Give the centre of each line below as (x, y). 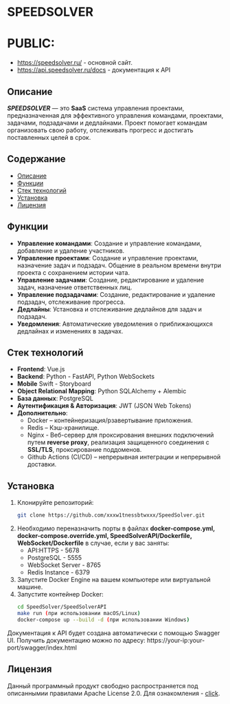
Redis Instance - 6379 (59, 572)
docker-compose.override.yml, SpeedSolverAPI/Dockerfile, (104, 536)
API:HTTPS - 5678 (54, 550)
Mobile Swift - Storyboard (54, 384)
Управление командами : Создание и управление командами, (109, 243)
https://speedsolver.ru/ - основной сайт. (74, 63)
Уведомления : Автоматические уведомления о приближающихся (115, 324)
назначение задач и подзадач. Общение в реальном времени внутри (119, 265)
